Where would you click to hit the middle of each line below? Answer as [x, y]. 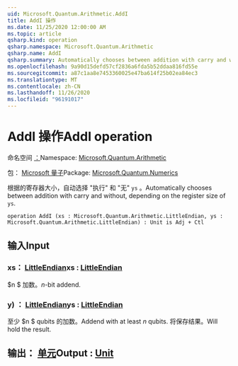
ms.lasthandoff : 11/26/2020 [49, 93]
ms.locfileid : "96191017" [45, 100]
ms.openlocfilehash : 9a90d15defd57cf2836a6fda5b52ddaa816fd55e [103, 67]
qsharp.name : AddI [34, 54]
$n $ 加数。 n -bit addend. [44, 285]
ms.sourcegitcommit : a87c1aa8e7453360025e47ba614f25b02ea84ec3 [103, 73]
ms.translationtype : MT [42, 80]
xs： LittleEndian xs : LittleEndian [65, 268]
